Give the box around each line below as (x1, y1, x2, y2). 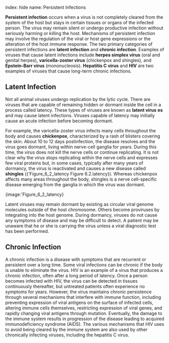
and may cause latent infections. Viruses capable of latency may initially (5, 112, 155, 118)
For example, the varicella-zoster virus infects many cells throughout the (5, 127, 156, 133)
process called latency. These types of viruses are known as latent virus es (5, 107, 163, 113)
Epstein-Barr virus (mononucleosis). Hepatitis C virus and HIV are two (5, 63, 154, 68)
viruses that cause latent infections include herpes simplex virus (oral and (5, 52, 160, 58)
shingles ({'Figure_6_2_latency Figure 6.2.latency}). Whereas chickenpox (5, 170, 157, 177)
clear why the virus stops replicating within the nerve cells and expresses (5, 154, 158, 160)
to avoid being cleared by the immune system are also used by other (5, 326, 148, 332)
